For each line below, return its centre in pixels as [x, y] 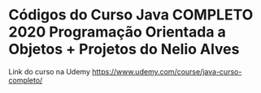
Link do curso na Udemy [50, 71]
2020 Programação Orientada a [117, 32]
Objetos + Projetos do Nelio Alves [124, 49]
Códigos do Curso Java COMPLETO [131, 15]
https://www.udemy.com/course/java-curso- [167, 71]
